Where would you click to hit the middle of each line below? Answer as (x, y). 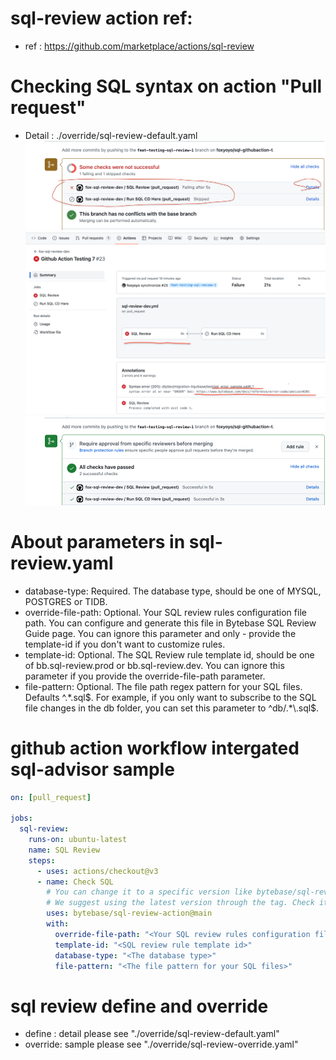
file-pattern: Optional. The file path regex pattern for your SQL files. (163, 686)
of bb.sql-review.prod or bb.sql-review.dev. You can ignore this (154, 665)
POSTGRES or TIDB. (66, 601)
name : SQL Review (64, 850)
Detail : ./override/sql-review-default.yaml (111, 135)
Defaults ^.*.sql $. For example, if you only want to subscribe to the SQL (170, 697)
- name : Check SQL (75, 882)
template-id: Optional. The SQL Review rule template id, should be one (169, 654)
